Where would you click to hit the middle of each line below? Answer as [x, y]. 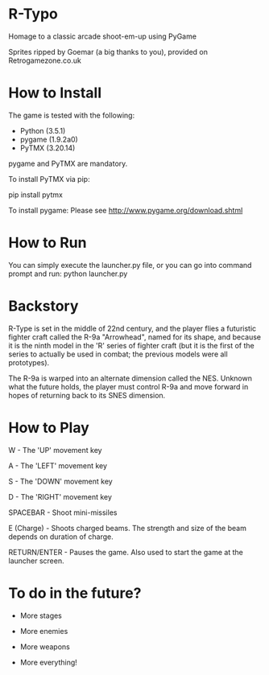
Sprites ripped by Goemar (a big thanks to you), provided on [108, 51]
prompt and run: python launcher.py [68, 274]
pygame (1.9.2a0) [49, 139]
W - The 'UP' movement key [55, 450]
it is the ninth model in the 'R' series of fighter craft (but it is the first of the [132, 345]
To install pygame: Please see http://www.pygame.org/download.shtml [126, 210]
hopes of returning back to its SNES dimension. [87, 395]
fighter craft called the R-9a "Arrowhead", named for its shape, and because [135, 337]
